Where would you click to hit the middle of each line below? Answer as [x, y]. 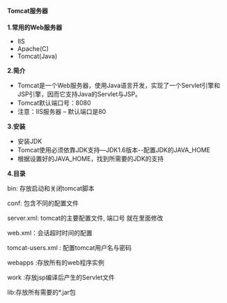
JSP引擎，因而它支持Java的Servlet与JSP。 [79, 94]
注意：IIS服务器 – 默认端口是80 [62, 112]
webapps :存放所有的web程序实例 [56, 263]
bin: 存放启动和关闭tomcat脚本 [51, 189]
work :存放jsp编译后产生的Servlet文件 [61, 278]
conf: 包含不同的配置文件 [43, 203]
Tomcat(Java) [37, 57]
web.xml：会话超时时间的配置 [50, 233]
